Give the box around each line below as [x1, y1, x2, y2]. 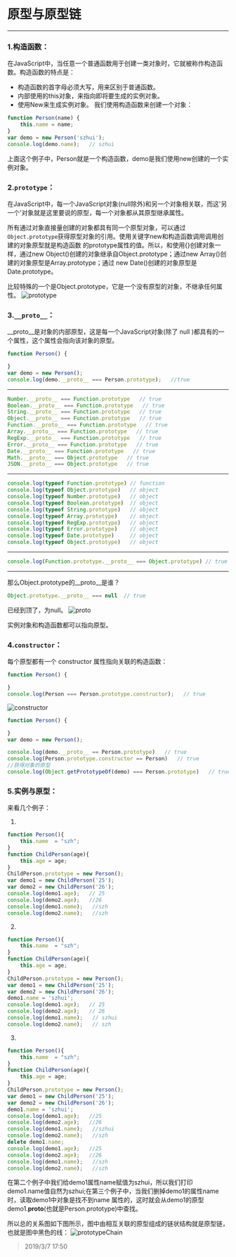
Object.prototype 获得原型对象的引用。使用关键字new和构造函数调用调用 [7, 232, 218, 240]
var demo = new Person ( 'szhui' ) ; [7, 134, 105, 141]
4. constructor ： [7, 640, 63, 650]
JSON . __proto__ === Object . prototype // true [7, 461, 150, 468]
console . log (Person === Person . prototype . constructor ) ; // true [7, 690, 206, 698]
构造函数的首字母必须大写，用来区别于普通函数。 [17, 83, 159, 91]
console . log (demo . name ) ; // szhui [7, 141, 114, 148]
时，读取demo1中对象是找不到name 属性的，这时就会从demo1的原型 [7, 1196, 204, 1204]
